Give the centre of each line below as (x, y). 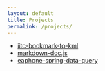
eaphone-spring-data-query (57, 61)
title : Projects (30, 20)
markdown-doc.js (42, 53)
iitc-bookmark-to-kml (48, 46)
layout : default (30, 13)
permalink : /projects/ (40, 26)
